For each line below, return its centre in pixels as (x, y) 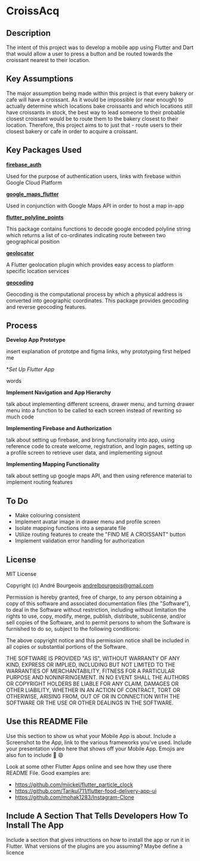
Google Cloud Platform (34, 182)
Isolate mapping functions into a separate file (70, 528)
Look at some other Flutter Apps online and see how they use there (89, 767)
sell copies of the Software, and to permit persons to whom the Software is (99, 623)
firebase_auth (24, 164)
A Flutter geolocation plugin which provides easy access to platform (90, 265)
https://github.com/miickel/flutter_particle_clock (74, 785)
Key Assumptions (40, 79)
